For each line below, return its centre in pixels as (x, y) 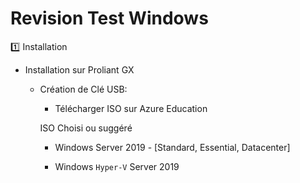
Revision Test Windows (109, 18)
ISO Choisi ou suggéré (86, 128)
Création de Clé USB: (83, 89)
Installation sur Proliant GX (79, 69)
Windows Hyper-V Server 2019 (117, 166)
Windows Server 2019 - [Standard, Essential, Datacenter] (172, 147)
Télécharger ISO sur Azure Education (131, 108)
